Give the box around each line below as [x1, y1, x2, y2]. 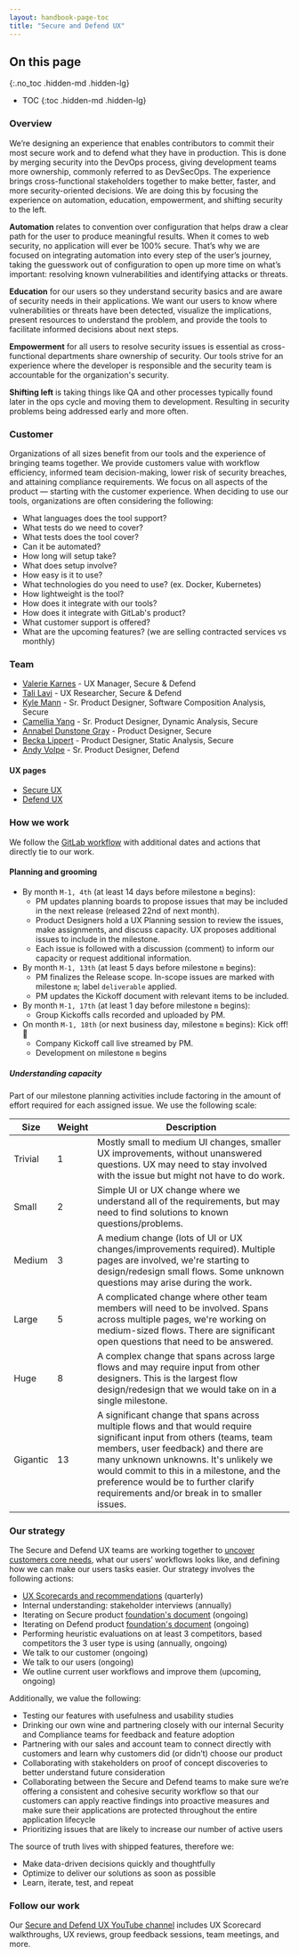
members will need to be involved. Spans [96, 1302, 269, 1314]
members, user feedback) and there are [96, 1442, 264, 1454]
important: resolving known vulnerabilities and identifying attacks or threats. [9, 268, 288, 279]
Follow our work [9, 1900, 80, 1912]
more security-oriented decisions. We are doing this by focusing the [9, 184, 259, 196]
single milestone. [96, 1394, 168, 1406]
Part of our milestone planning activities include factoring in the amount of [9, 1090, 282, 1101]
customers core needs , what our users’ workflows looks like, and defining [9, 1554, 280, 1565]
